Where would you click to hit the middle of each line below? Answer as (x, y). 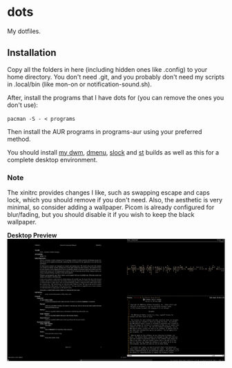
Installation (32, 53)
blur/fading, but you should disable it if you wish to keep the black (101, 215)
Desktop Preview (32, 235)
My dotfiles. (24, 31)
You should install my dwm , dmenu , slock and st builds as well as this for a (113, 152)
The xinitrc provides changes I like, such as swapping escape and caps (109, 193)
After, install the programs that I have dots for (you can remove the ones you (116, 97)
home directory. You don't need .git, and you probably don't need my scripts (116, 77)
